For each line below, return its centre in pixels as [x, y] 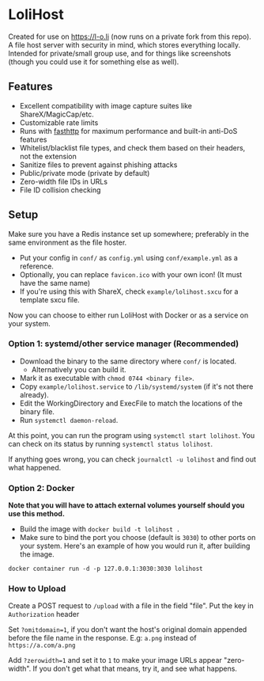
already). [34, 394]
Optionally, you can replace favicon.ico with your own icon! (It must [131, 274]
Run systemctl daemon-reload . [69, 420]
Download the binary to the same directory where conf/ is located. [128, 361]
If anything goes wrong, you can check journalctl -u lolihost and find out [132, 459]
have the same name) [55, 283]
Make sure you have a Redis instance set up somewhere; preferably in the [128, 234]
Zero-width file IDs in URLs [64, 181]
